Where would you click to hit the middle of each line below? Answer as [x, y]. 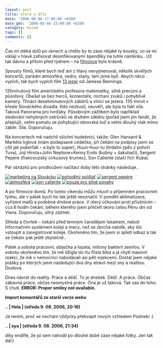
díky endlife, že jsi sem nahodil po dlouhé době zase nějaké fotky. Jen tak [79, 335]
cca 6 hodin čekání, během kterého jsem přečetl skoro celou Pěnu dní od [79, 207]
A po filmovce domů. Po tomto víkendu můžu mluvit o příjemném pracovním [81, 191]
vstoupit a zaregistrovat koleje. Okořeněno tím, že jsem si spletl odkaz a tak [81, 232]
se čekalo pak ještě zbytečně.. [36, 237]
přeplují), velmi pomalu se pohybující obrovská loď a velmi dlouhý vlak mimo [82, 122]
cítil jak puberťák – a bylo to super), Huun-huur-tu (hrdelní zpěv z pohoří [78, 147]
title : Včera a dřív [26, 14]
